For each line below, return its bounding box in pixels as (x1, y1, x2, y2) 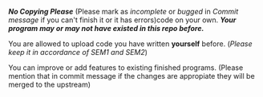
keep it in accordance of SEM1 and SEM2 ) (8, 48, 148, 56)
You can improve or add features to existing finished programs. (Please (8, 63, 244, 72)
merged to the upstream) (8, 80, 91, 89)
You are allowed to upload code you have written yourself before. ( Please (8, 39, 253, 48)
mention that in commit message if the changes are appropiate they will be (8, 72, 255, 80)
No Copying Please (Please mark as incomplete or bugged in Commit (8, 7, 239, 16)
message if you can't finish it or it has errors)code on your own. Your (8, 15, 237, 25)
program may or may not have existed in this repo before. (8, 24, 204, 33)
